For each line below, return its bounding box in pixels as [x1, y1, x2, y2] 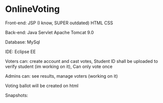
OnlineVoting [5, 3, 60, 15]
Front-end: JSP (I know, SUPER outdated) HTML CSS [5, 20, 113, 26]
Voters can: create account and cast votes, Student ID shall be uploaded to [5, 58, 159, 64]
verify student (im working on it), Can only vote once [5, 63, 113, 69]
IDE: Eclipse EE [5, 49, 36, 54]
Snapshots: [5, 92, 28, 98]
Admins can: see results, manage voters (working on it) [5, 73, 118, 79]
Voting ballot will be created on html [5, 83, 79, 89]
